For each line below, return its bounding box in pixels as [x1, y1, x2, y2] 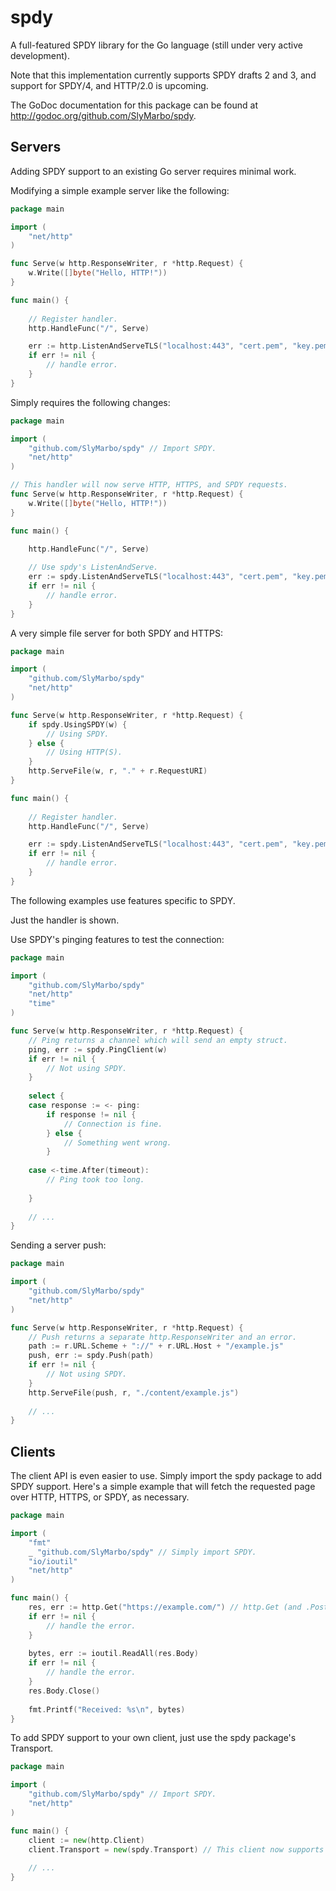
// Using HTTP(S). [46, 747, 123, 758]
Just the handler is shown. [10, 914, 120, 926]
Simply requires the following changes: [10, 396, 171, 408]
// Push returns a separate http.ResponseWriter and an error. [28, 1332, 298, 1342]
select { [28, 1091, 65, 1101]
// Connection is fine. [63, 1119, 163, 1129]
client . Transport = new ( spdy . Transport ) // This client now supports [28, 1844, 325, 1855]
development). [10, 49, 70, 61]
